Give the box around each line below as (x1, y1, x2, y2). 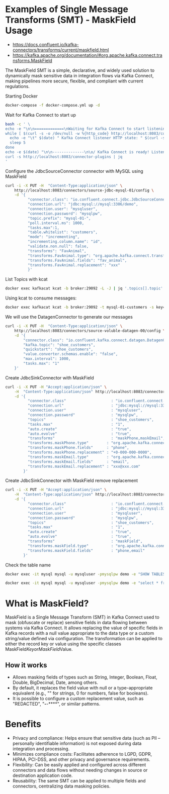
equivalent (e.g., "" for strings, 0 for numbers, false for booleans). (12, 690, 149, 697)
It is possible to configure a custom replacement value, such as (12, 696, 144, 702)
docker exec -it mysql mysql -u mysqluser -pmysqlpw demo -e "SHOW (5, 571, 150, 576)
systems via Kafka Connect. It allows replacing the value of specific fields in (5, 625, 163, 631)
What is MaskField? (5, 598, 89, 609)
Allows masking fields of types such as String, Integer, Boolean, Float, (12, 674, 157, 680)
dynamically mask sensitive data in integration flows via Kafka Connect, (5, 72, 154, 78)
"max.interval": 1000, (23, 356, 71, 361)
